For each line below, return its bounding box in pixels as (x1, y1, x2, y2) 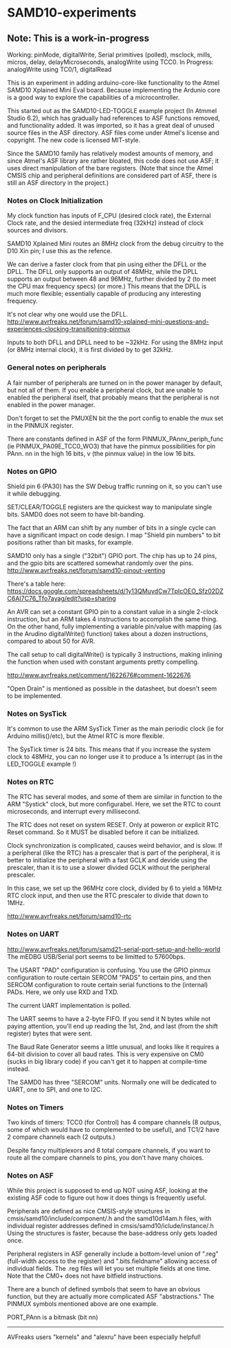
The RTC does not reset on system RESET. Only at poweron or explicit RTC (7, 821, 219, 829)
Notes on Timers (7, 1102, 64, 1112)
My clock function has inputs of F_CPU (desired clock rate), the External (7, 212, 211, 220)
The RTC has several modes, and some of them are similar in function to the (7, 793, 223, 801)
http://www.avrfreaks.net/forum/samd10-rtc (7, 912, 132, 920)
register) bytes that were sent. (7, 1029, 93, 1038)
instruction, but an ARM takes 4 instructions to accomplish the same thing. (7, 615, 218, 623)
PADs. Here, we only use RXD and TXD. (7, 988, 119, 996)
